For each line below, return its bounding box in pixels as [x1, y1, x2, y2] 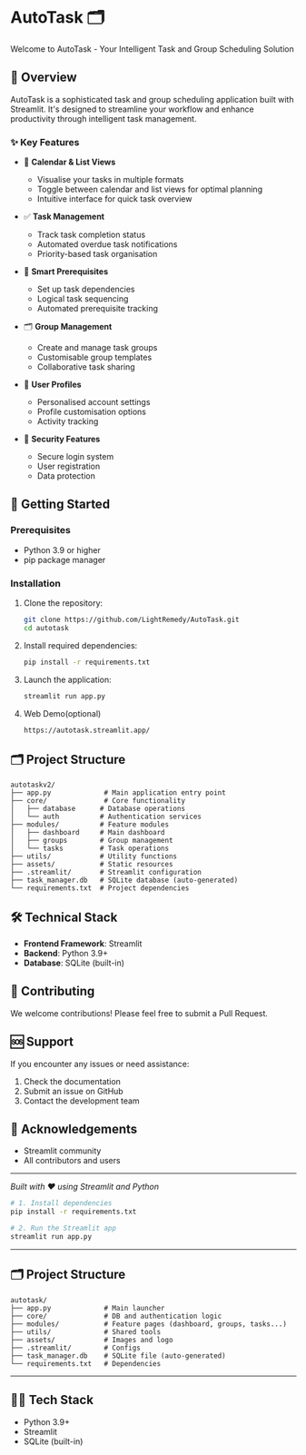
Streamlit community [23, 1145, 102, 1156]
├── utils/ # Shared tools [10, 1327, 162, 1336]
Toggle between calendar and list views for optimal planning [36, 183, 262, 195]
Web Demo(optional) [23, 708, 102, 718]
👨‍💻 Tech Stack [10, 1392, 94, 1408]
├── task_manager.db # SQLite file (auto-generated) [10, 1351, 226, 1361]
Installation [10, 577, 62, 589]
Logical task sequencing [36, 293, 129, 304]
